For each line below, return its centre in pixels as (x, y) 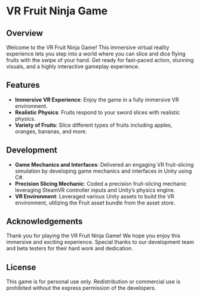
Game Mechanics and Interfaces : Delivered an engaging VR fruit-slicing (104, 164)
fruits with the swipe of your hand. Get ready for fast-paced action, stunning (100, 60)
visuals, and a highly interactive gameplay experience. (73, 66)
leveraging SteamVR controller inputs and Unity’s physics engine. (95, 190)
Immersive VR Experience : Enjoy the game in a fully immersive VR (97, 99)
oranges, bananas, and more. (51, 131)
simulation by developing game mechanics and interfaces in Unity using (103, 171)
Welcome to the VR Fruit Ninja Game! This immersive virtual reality (88, 47)
